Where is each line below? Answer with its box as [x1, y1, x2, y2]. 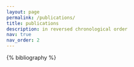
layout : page [6, 9, 40, 15]
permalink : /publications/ [6, 15, 76, 21]
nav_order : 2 [6, 37, 40, 43]
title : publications [6, 20, 60, 26]
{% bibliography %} [6, 54, 57, 61]
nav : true [6, 32, 32, 38]
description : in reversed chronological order [6, 26, 128, 32]
